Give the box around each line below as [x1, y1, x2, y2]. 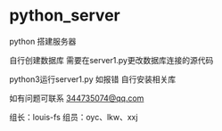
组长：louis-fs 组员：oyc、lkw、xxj [9, 111, 138, 122]
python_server [9, 5, 120, 26]
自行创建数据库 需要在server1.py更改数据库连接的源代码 [9, 54, 214, 65]
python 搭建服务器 [9, 36, 77, 46]
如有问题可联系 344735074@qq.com [9, 93, 144, 103]
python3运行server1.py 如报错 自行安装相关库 [9, 73, 177, 85]
